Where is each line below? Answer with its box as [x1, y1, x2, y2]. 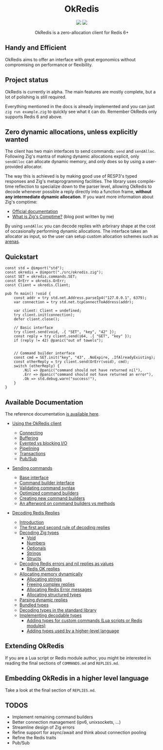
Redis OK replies [26, 566, 60, 571]
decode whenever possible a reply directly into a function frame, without [5, 189, 152, 195]
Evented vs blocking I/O [19, 440, 68, 446]
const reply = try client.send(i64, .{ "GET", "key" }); [14, 334, 132, 339]
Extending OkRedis [5, 642, 64, 650]
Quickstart [5, 253, 38, 261]
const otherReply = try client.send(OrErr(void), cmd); [14, 359, 130, 365]
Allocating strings [26, 576, 62, 582]
